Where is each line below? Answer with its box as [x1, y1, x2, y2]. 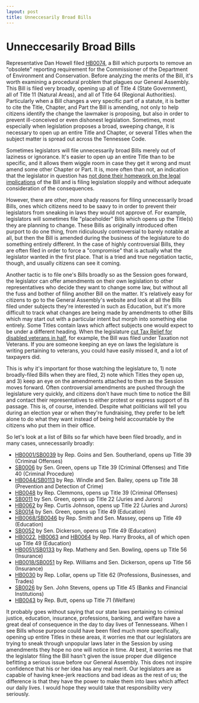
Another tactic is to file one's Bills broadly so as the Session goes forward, [6, 271, 188, 279]
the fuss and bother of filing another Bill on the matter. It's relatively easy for [6, 290, 193, 298]
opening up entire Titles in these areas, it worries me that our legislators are [6, 633, 191, 640]
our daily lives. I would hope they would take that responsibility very [6, 684, 172, 691]
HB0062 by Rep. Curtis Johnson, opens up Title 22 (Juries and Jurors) [14, 502, 188, 509]
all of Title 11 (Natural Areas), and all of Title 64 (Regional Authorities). [6, 91, 176, 98]
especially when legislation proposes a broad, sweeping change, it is [6, 123, 175, 130]
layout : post [6, 8, 39, 15]
